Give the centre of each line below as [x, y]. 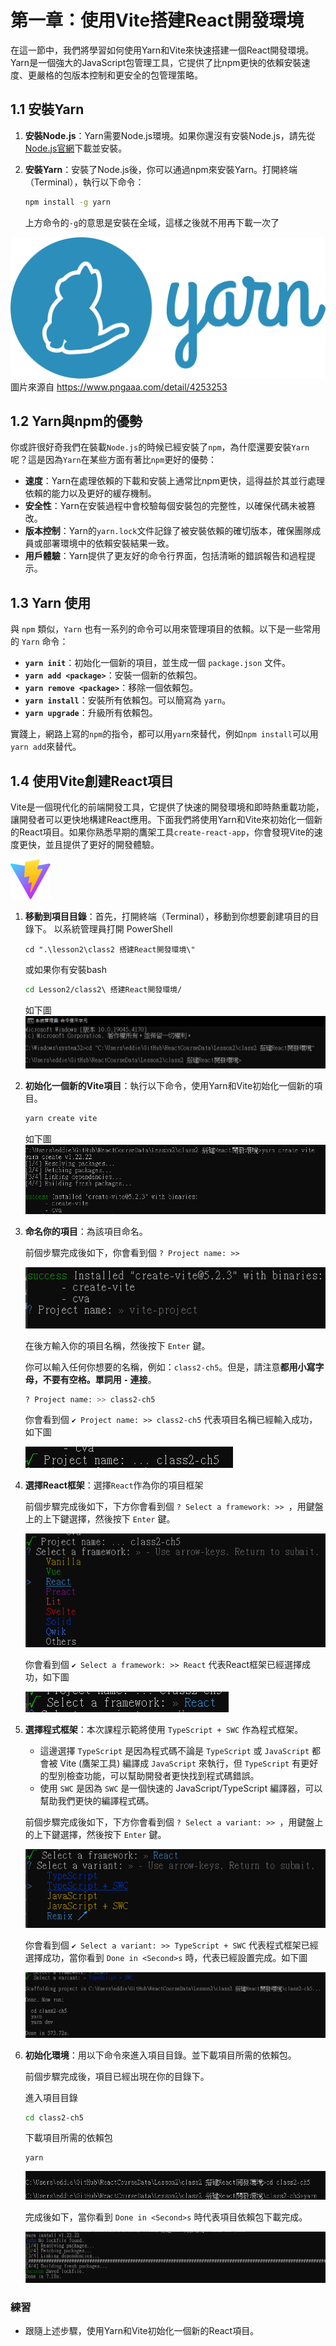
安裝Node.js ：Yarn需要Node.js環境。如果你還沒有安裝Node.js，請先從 [170, 135]
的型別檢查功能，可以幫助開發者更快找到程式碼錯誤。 [149, 1775]
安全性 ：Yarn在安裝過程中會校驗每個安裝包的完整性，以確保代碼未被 [165, 506]
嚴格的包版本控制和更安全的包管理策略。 [119, 75]
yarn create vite [61, 1118]
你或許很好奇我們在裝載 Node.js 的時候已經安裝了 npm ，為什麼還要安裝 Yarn [160, 447]
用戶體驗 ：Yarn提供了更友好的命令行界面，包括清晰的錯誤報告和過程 [165, 556]
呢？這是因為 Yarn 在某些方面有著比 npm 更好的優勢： [114, 460]
